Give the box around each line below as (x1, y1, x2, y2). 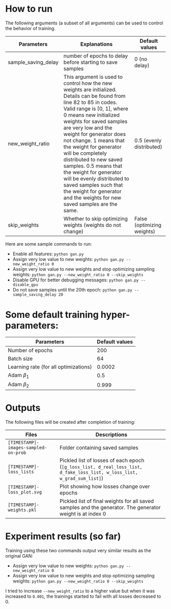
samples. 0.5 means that (63, 162, 123, 169)
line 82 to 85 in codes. (63, 99, 118, 106)
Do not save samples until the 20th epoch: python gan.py (12, 286, 132, 293)
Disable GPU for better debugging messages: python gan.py (12, 277, 139, 283)
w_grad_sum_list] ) (59, 475, 104, 482)
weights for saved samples (63, 118, 128, 125)
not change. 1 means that (63, 137, 125, 144)
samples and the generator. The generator (59, 504, 161, 511)
